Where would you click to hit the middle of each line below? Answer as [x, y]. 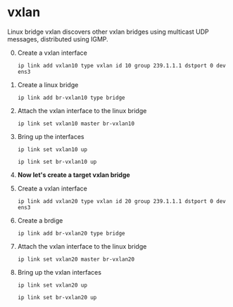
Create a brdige [40, 220]
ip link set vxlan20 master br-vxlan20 [76, 259]
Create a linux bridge [48, 84]
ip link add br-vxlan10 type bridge [71, 98]
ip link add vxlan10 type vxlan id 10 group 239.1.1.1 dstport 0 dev [122, 65]
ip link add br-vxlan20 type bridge [71, 233]
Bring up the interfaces [51, 136]
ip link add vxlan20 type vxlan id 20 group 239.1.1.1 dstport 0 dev [122, 201]
